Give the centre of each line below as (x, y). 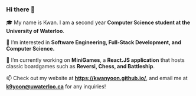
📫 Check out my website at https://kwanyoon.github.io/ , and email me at (97, 78)
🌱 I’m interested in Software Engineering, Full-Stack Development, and (94, 42)
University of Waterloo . (35, 31)
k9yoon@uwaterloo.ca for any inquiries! (56, 87)
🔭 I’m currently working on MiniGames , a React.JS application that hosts (95, 60)
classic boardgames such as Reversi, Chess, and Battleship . (81, 67)
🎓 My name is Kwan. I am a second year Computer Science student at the (98, 22)
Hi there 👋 (21, 9)
